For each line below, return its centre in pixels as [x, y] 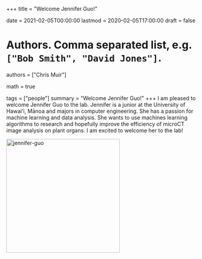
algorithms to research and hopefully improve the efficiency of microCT [96, 124]
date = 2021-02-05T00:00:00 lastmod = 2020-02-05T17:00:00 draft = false [101, 20]
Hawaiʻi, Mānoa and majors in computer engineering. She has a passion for [100, 111]
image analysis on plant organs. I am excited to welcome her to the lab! [95, 130]
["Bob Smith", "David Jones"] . [84, 58]
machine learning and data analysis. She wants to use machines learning [97, 117]
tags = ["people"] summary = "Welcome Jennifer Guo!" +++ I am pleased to [101, 98]
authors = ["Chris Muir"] [36, 75]
